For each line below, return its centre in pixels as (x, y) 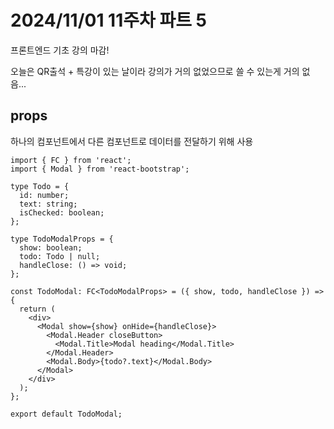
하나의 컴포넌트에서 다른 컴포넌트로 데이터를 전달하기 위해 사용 (132, 141)
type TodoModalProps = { (62, 239)
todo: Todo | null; (60, 256)
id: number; (44, 195)
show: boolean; (51, 247)
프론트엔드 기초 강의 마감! (60, 50)
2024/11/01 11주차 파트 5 (108, 20)
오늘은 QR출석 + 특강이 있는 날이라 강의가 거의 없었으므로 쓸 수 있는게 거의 (155, 71)
